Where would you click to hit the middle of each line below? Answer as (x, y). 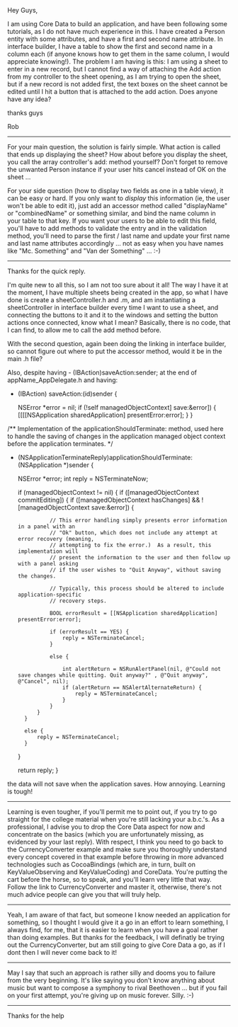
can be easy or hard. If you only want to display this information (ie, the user (119, 198)
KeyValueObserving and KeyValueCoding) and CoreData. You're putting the (118, 872)
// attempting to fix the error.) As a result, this (130, 545)
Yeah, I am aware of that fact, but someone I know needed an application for (119, 915)
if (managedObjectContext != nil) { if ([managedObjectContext (108, 492)
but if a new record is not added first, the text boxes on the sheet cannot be (118, 84)
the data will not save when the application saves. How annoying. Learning (116, 784)
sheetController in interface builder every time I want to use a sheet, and (113, 308)
